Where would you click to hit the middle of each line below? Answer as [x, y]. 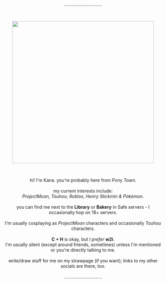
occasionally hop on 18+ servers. [83, 212]
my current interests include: [83, 191]
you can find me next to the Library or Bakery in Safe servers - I [83, 207]
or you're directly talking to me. [83, 250]
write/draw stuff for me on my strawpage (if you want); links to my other [83, 261]
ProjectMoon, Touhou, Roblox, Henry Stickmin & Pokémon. [83, 196]
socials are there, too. [83, 266]
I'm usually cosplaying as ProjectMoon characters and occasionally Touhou [83, 223]
